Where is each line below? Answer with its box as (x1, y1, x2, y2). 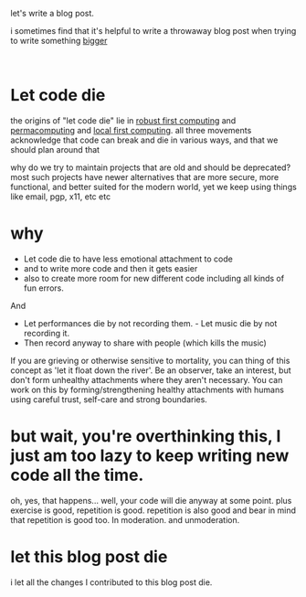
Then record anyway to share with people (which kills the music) (23, 337, 268, 348)
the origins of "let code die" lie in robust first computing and (10, 114, 237, 126)
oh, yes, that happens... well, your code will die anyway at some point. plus (10, 495, 292, 506)
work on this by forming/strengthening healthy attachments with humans (10, 384, 284, 395)
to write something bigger (10, 36, 108, 46)
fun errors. (23, 283, 65, 293)
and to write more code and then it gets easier (23, 262, 198, 273)
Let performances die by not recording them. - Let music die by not (23, 317, 278, 328)
